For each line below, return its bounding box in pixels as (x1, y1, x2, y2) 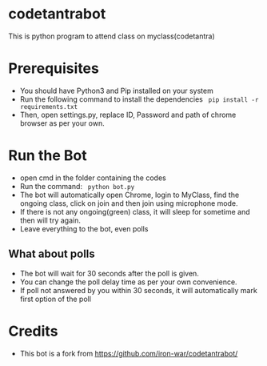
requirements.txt (19, 103, 78, 111)
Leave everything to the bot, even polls (19, 223, 149, 233)
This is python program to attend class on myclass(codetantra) (8, 31, 216, 41)
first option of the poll (19, 294, 92, 304)
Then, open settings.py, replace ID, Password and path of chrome (19, 110, 237, 119)
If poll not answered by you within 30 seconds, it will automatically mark (19, 285, 257, 295)
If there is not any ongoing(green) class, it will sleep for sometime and (19, 207, 250, 216)
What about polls (8, 247, 96, 261)
